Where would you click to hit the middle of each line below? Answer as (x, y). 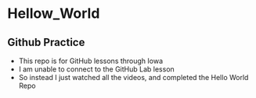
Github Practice (46, 42)
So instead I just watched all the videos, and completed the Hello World (133, 77)
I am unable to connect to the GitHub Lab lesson (97, 69)
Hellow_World (54, 14)
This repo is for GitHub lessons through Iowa (91, 61)
